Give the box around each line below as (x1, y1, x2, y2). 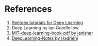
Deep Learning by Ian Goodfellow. (11, 24, 80, 30)
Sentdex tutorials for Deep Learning (11, 20, 83, 25)
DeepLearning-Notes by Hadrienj (11, 35, 78, 41)
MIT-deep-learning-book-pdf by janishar (11, 30, 93, 36)
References (4, 3, 52, 15)
